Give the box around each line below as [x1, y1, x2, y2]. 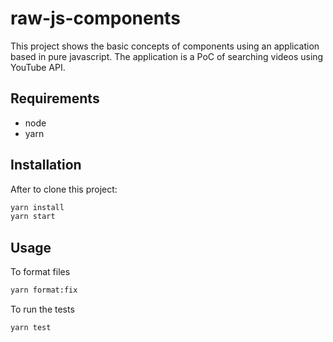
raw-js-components [10, 7, 181, 30]
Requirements [10, 90, 100, 107]
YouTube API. [10, 61, 66, 73]
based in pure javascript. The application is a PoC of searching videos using [10, 50, 324, 62]
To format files [10, 266, 71, 278]
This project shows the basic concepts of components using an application [10, 40, 320, 52]
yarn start [10, 212, 56, 222]
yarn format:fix [10, 285, 78, 296]
